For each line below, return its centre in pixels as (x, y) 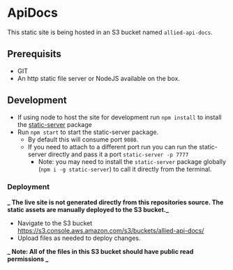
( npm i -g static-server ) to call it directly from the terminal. (125, 169)
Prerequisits (34, 54)
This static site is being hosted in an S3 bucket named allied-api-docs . (110, 32)
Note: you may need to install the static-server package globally (132, 161)
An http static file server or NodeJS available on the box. (98, 78)
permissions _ (28, 259)
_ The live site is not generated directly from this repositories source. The (115, 202)
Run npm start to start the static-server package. (88, 132)
